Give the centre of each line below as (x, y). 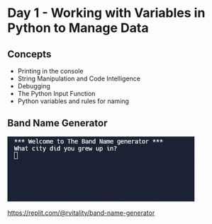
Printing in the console (50, 71)
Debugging (34, 86)
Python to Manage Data (78, 28)
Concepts (29, 54)
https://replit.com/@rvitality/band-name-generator (81, 213)
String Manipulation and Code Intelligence (79, 78)
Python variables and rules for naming (73, 101)
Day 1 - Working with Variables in (106, 13)
